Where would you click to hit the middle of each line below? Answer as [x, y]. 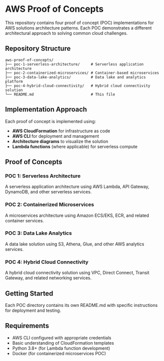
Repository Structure [38, 48]
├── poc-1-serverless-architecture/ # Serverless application [74, 64]
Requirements [27, 326]
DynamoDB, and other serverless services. [48, 192]
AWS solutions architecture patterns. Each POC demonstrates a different [79, 28]
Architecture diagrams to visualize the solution [60, 141]
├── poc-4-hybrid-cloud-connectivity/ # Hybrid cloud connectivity [78, 86]
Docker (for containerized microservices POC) [59, 353]
